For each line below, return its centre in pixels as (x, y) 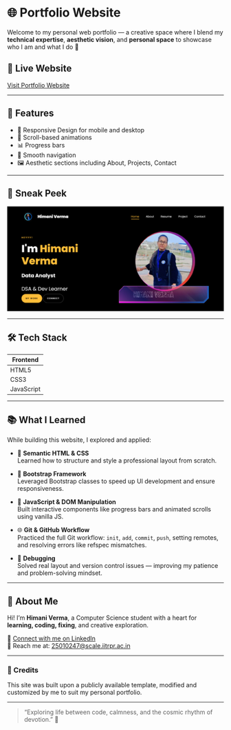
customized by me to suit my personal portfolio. (75, 692)
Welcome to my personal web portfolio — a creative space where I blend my (115, 32)
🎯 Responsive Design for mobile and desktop (81, 130)
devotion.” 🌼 (41, 720)
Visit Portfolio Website (38, 85)
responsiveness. (40, 489)
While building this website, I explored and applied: (79, 440)
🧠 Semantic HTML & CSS (53, 454)
